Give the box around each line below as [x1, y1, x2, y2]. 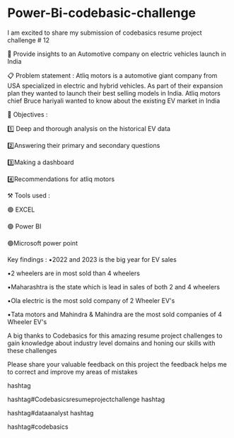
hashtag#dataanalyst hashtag [7, 408, 94, 417]
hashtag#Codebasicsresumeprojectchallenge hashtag [7, 395, 165, 403]
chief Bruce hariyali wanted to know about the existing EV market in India [7, 96, 221, 105]
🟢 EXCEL [7, 205, 35, 214]
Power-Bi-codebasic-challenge [7, 5, 197, 21]
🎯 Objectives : [7, 110, 48, 118]
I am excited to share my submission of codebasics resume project [7, 28, 203, 37]
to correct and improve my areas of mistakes [7, 367, 138, 376]
